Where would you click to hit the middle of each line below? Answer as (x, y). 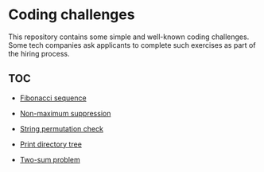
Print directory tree (50, 144)
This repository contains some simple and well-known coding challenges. (129, 37)
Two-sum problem (50, 159)
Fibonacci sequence (53, 98)
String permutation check (61, 128)
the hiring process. (39, 53)
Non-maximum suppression (65, 113)
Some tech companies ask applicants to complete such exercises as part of (132, 45)
